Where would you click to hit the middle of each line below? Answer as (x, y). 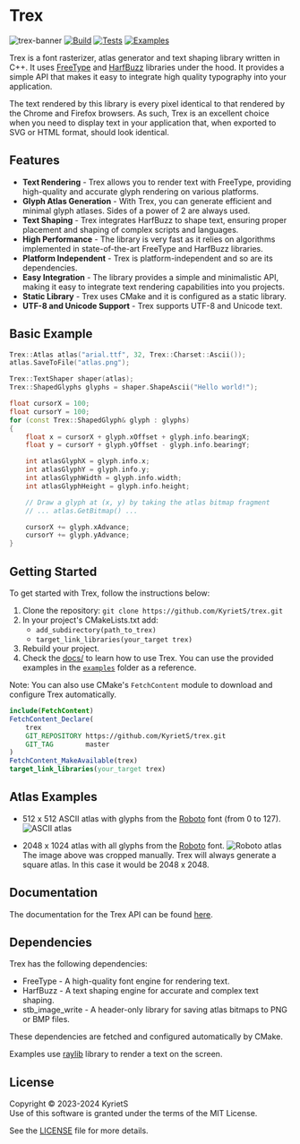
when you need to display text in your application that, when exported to (143, 123)
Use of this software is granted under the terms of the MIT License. (133, 1114)
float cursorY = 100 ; (50, 412)
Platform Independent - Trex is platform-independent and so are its (147, 258)
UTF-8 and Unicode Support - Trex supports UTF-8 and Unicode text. (152, 305)
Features (34, 161)
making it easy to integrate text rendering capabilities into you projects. (153, 287)
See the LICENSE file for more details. (79, 1131)
